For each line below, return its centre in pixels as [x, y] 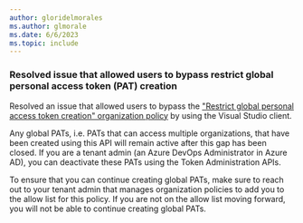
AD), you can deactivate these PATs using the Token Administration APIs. [146, 162]
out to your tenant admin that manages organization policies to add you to [147, 189]
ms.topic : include [44, 43]
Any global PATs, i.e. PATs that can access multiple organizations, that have [150, 133]
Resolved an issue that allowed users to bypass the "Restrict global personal [151, 106]
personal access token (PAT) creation [94, 86]
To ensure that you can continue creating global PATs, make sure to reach [147, 179]
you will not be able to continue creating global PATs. [108, 208]
